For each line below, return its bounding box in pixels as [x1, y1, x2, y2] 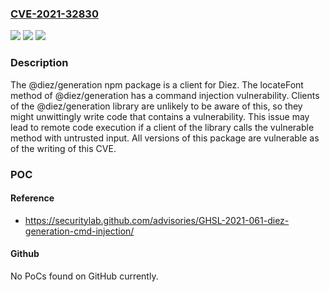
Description [10, 56, 69, 70]
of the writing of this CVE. [10, 142, 117, 154]
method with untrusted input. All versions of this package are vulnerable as [10, 132, 320, 144]
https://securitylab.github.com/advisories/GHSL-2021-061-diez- [24, 214, 290, 226]
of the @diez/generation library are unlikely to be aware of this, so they [10, 100, 303, 112]
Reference [10, 192, 55, 204]
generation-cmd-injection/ [24, 225, 135, 237]
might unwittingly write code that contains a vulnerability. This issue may [10, 110, 310, 122]
